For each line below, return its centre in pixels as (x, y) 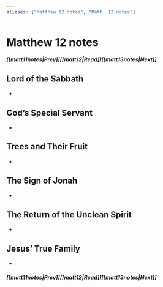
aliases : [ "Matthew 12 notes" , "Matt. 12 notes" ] (71, 12)
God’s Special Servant (50, 113)
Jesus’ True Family (44, 248)
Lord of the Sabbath (45, 79)
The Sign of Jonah (42, 181)
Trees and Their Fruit (47, 147)
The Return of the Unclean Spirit (69, 215)
